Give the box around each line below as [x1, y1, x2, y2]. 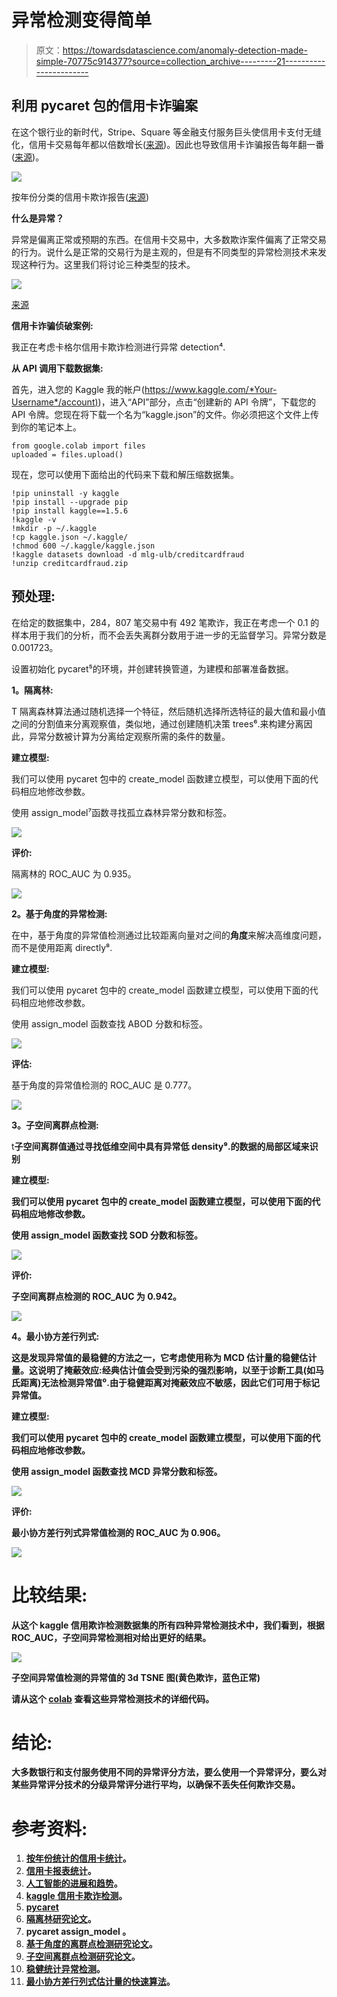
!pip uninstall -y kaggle [11, 488, 119, 498]
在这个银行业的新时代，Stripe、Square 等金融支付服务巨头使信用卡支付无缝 [11, 126, 322, 138]
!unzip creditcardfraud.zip [11, 558, 129, 568]
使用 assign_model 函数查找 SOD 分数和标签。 [11, 1229, 203, 1241]
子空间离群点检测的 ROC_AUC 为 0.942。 [11, 1290, 183, 1302]
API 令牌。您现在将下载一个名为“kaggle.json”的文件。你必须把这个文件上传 [11, 408, 320, 420]
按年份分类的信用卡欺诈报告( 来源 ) [11, 191, 150, 203]
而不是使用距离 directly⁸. [11, 941, 113, 953]
